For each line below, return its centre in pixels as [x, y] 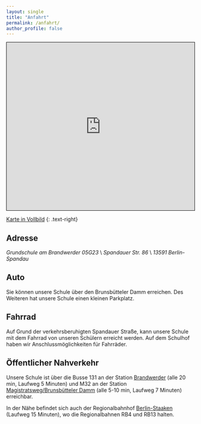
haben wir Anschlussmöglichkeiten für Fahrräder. [67, 344]
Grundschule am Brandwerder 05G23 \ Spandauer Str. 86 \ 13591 [86, 253]
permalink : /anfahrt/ [33, 23]
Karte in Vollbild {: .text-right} [42, 219]
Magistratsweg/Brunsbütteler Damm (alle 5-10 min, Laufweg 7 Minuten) [94, 390]
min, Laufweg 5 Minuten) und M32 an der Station [67, 383]
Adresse [22, 238]
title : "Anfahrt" [28, 17]
